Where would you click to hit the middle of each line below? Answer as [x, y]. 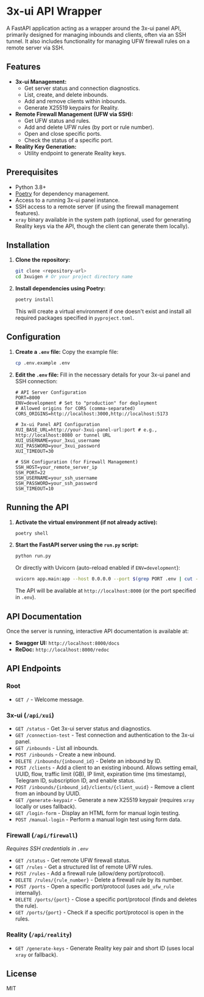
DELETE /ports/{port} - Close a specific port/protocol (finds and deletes [106, 899]
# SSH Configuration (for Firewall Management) [76, 462]
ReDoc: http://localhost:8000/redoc [62, 649]
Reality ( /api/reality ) [39, 935]
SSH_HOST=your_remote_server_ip [56, 467]
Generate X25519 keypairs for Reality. [72, 108]
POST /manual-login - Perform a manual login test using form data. [98, 819]
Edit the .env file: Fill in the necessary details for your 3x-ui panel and [103, 375]
